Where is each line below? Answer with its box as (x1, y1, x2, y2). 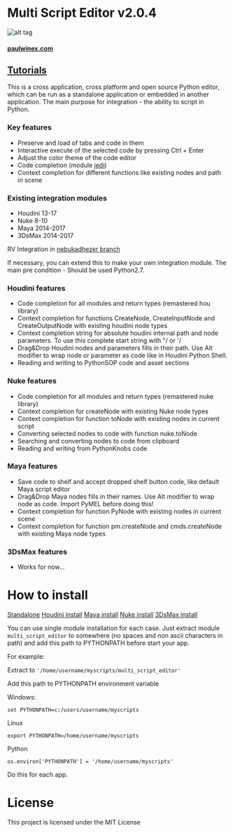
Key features (7, 122, 52, 132)
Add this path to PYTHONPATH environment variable (7, 680, 160, 688)
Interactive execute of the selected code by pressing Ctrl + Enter (17, 145, 204, 155)
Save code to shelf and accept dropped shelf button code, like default (17, 477, 220, 485)
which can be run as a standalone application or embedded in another (7, 90, 210, 99)
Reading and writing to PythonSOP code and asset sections (17, 359, 190, 367)
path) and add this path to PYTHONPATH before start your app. (7, 639, 190, 648)
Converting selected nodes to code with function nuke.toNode (17, 429, 197, 438)
